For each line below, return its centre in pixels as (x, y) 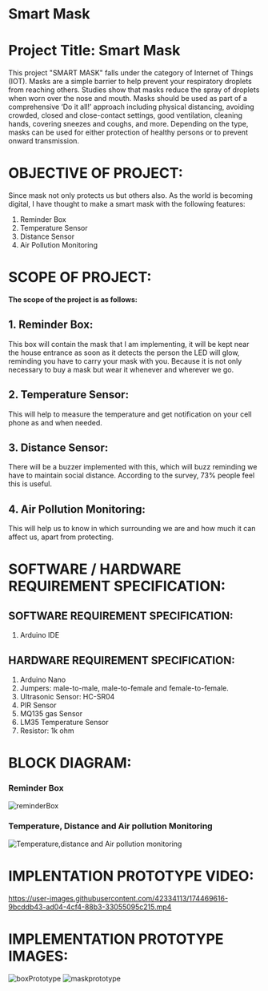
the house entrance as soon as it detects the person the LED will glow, (124, 352)
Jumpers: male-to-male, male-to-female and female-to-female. (124, 688)
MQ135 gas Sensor (51, 714)
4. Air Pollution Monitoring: (77, 509)
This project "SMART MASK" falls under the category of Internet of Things (131, 73)
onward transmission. (44, 141)
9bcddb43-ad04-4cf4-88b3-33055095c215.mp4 (90, 907)
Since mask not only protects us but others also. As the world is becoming (131, 195)
